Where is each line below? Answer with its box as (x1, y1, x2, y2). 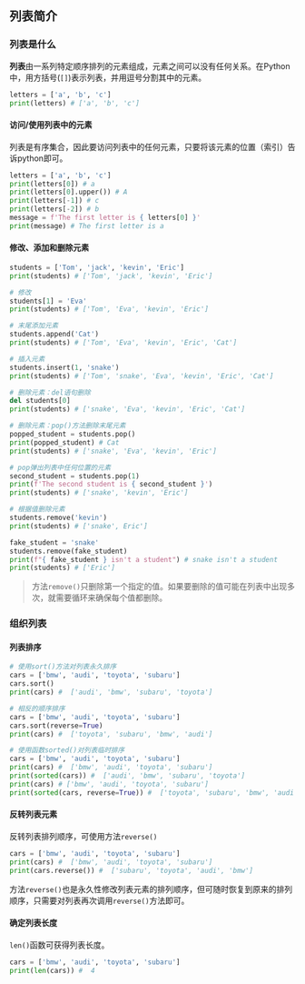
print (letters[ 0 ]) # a (9, 179, 95, 188)
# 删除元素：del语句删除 (9, 387, 91, 397)
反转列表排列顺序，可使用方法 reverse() (9, 830, 158, 841)
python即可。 (16, 153, 68, 164)
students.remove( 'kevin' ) (9, 513, 107, 523)
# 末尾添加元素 (9, 321, 59, 330)
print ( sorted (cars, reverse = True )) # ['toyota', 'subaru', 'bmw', (9, 788, 271, 798)
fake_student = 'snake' (9, 537, 100, 547)
